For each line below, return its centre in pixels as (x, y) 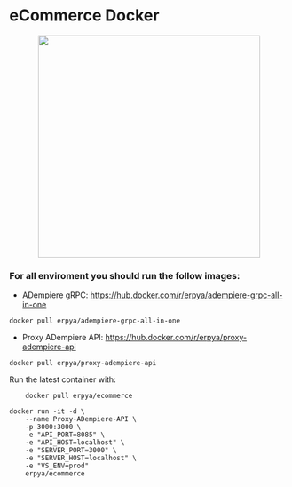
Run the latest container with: (63, 379)
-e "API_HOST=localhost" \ (75, 443)
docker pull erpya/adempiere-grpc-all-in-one (95, 321)
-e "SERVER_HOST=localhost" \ (81, 459)
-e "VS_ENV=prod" (57, 466)
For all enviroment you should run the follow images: (125, 275)
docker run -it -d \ (47, 411)
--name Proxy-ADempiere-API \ (81, 419)
